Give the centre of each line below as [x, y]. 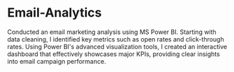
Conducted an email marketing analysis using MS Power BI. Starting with [112, 32]
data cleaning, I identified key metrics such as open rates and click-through [116, 39]
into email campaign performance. [57, 61]
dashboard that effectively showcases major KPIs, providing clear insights [114, 54]
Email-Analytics [54, 13]
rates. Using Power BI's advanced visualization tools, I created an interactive [117, 46]
